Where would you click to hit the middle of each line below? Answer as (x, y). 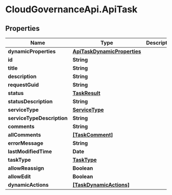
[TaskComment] (93, 135)
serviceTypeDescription (38, 118)
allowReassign (26, 168)
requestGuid (24, 85)
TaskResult (87, 93)
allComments (25, 135)
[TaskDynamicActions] (101, 185)
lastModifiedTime (30, 151)
